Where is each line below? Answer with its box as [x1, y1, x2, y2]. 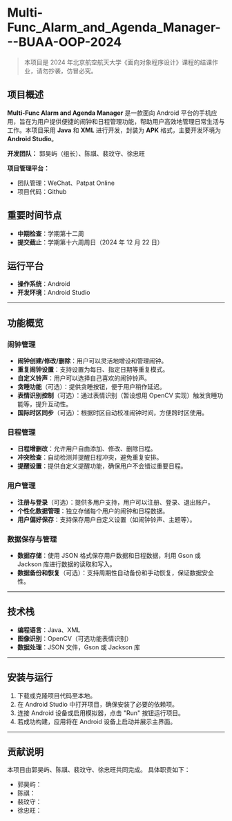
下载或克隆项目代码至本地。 [17, 691, 97, 700]
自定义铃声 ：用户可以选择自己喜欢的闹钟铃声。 [17, 374, 151, 382]
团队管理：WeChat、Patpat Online [17, 179, 115, 187]
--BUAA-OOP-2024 [7, 35, 122, 50]
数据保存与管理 [7, 534, 57, 544]
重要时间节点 [7, 210, 62, 222]
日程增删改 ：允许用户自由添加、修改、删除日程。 [17, 444, 157, 453]
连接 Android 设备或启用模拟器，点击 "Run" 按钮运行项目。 [17, 708, 185, 717]
